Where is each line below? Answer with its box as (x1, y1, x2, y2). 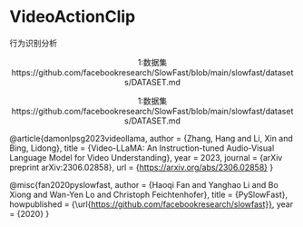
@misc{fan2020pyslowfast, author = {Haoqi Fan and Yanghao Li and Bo (9, 179, 279, 190)
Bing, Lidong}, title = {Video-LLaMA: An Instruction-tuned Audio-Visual (9, 143, 275, 153)
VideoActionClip (9, 6, 136, 27)
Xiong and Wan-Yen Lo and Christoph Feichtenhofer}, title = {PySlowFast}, (9, 189, 288, 200)
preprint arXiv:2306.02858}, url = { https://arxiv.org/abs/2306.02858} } (9, 162, 274, 173)
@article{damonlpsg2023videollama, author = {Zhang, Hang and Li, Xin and (9, 133, 293, 143)
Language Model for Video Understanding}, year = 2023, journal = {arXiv (9, 152, 283, 163)
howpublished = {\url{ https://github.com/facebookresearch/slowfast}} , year (9, 198, 293, 210)
